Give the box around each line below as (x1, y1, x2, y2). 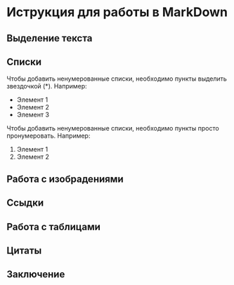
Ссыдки (6, 197, 44, 209)
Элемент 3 (16, 110, 50, 119)
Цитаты (6, 244, 42, 256)
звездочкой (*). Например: (6, 82, 87, 91)
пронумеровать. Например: (6, 131, 91, 140)
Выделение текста (6, 32, 93, 44)
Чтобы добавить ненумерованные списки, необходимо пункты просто (6, 124, 219, 133)
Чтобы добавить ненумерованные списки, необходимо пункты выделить (6, 74, 228, 83)
